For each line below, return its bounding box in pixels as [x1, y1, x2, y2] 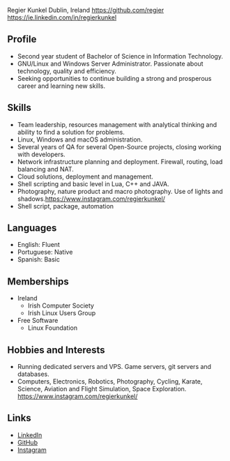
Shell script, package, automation [17, 202, 114, 210]
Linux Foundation [27, 324, 78, 332]
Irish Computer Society [27, 301, 94, 310]
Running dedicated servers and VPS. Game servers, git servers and [17, 363, 211, 371]
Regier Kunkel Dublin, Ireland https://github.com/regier [7, 6, 164, 14]
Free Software [17, 317, 59, 325]
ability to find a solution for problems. [17, 128, 125, 136]
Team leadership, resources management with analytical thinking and [17, 120, 217, 128]
